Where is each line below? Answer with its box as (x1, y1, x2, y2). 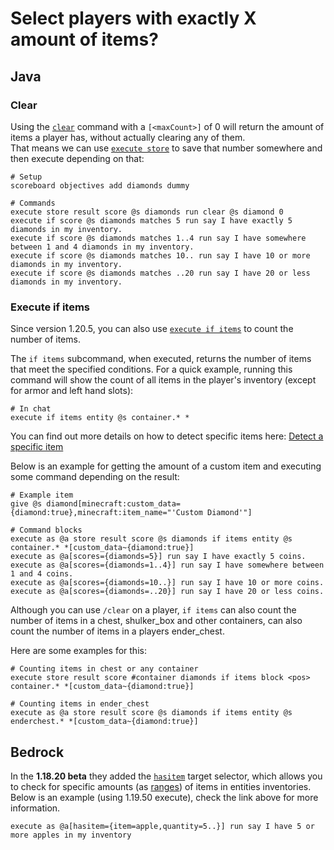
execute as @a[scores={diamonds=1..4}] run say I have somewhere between (10, 560, 325, 571)
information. (10, 802, 61, 814)
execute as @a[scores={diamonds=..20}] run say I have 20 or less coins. (10, 587, 325, 597)
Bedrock (10, 743, 65, 761)
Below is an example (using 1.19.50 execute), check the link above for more (10, 791, 319, 803)
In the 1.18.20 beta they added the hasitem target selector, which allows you (10, 770, 323, 782)
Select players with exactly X (10, 7, 257, 30)
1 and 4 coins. (10, 569, 74, 579)
